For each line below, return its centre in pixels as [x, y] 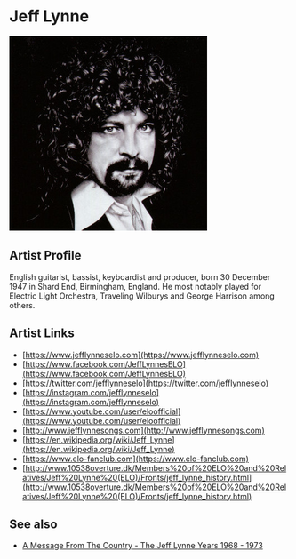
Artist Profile [45, 256]
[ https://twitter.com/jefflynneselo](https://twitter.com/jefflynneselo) [145, 383]
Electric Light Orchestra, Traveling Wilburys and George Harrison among [142, 296]
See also [33, 524]
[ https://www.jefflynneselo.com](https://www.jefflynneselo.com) [140, 355]
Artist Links [42, 334]
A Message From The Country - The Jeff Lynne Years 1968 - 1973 [143, 546]
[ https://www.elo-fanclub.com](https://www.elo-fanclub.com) [135, 459]
